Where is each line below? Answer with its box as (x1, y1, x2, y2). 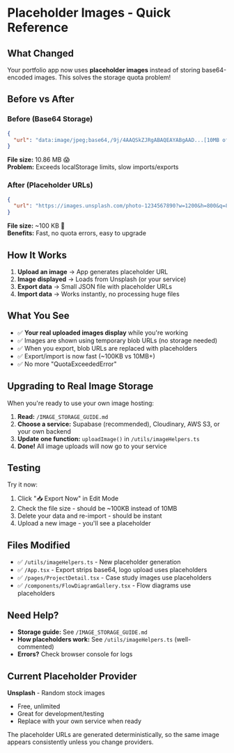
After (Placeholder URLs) (7, 180, 93, 190)
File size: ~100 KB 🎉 (7, 221, 65, 230)
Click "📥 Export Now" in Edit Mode (17, 494, 119, 502)
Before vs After (7, 93, 75, 105)
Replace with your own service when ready (17, 717, 141, 725)
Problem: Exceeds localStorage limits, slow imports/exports (7, 163, 179, 171)
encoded (7, 73, 33, 81)
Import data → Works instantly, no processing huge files (17, 290, 180, 299)
